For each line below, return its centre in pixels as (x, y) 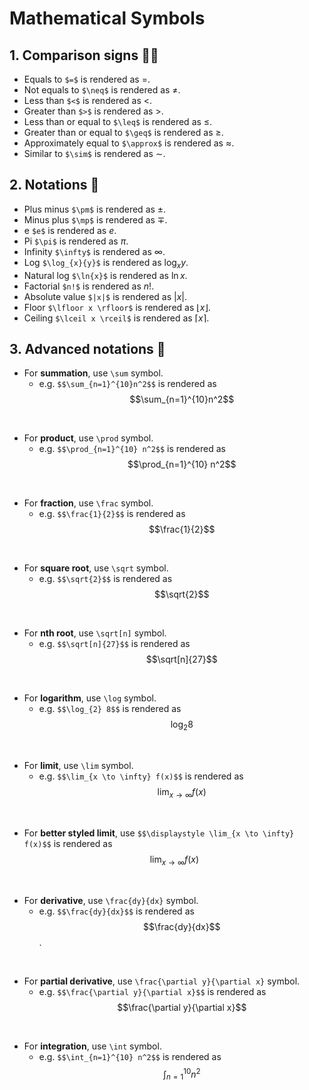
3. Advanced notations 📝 (87, 349)
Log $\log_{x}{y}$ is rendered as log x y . (106, 263)
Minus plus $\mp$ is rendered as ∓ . (95, 219)
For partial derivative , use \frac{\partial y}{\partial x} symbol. (162, 981)
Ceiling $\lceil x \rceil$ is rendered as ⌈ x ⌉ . (116, 318)
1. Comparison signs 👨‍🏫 (84, 55)
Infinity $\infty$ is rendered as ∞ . (94, 251)
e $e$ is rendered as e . (70, 230)
